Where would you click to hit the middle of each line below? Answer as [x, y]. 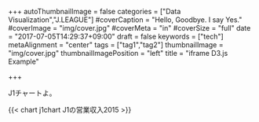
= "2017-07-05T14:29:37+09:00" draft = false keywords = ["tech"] [116, 36]
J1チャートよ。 [32, 93]
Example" [24, 61]
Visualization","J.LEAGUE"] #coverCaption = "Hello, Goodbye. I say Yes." [125, 20]
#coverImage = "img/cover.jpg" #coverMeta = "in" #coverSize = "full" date [129, 28]
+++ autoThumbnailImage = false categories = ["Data [95, 11]
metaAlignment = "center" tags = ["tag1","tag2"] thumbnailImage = [116, 45]
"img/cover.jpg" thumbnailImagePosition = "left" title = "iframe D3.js [118, 53]
